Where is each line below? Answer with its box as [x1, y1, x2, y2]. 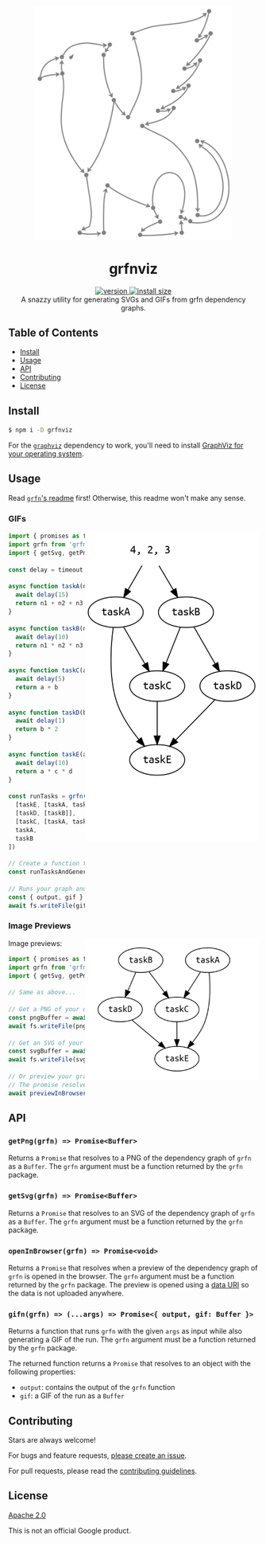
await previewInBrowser [8, 1089, 87, 1097]
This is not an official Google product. [8, 1525, 131, 1535]
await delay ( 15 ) [15, 591, 69, 599]
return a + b [15, 683, 59, 691]
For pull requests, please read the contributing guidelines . [8, 1467, 197, 1476]
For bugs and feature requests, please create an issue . [8, 1451, 187, 1460]
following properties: [8, 1367, 76, 1377]
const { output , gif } [8, 893, 83, 901]
